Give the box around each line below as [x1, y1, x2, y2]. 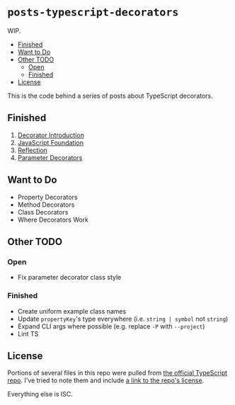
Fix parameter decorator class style [17, 273, 122, 282]
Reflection [17, 146, 48, 154]
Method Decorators [17, 200, 75, 209]
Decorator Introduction [17, 130, 85, 139]
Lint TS [17, 329, 39, 338]
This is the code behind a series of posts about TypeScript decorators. [7, 91, 214, 100]
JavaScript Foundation [17, 138, 84, 147]
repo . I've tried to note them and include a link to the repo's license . [7, 376, 205, 384]
